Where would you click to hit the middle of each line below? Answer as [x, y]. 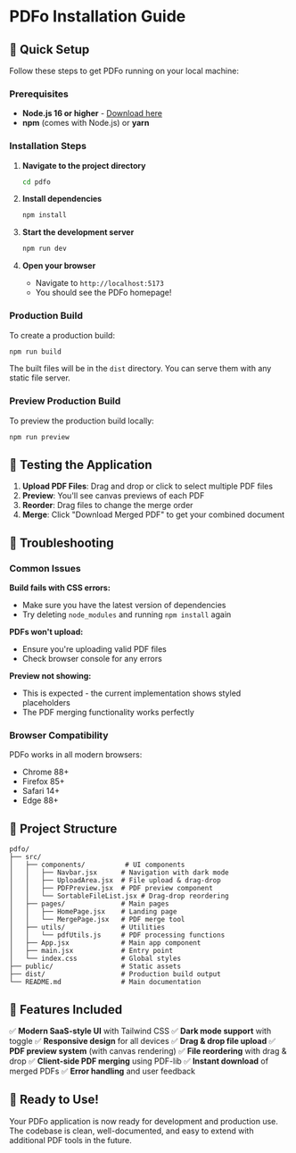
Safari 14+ [41, 791]
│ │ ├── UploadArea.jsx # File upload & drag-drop [115, 881]
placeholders [46, 703]
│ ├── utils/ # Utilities [87, 927]
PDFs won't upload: [46, 632]
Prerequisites [39, 94]
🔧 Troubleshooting [62, 543]
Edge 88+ [41, 800]
